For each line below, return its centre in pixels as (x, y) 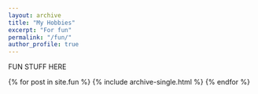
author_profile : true (44, 45)
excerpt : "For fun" (40, 30)
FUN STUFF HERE (37, 67)
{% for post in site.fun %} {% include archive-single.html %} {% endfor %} (129, 82)
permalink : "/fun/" (40, 37)
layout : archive (35, 15)
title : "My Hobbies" (42, 23)
